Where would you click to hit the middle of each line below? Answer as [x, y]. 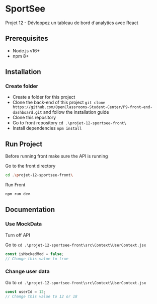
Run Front [15, 185]
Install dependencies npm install [47, 128]
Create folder [22, 86]
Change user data [27, 271]
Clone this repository [34, 118]
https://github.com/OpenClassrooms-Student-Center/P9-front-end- [82, 107]
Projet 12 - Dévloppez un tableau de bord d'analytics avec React [72, 23]
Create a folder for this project [44, 97]
